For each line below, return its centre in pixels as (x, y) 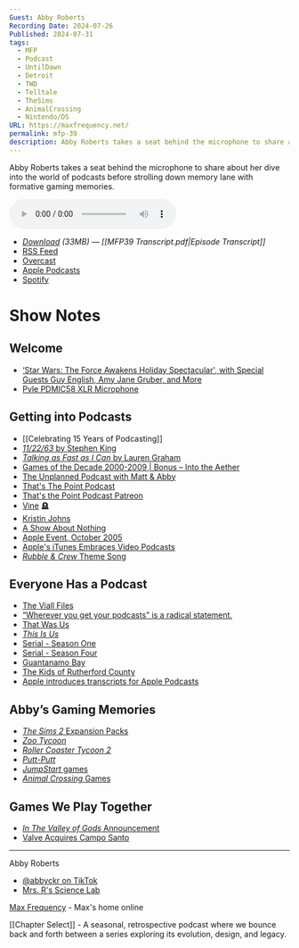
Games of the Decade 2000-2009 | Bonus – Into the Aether (131, 467)
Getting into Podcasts (70, 417)
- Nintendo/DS (43, 117)
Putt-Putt (39, 760)
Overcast (39, 261)
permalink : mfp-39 (43, 134)
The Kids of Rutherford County (79, 672)
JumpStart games (55, 769)
